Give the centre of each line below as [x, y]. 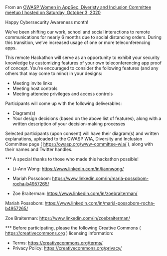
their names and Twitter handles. [39, 149]
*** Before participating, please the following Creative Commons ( [73, 228]
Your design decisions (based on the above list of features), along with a [87, 118]
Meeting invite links [32, 83]
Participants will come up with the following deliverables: [64, 103]
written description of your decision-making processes [69, 124]
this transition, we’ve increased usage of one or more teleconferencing [78, 42]
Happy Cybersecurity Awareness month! [47, 22]
